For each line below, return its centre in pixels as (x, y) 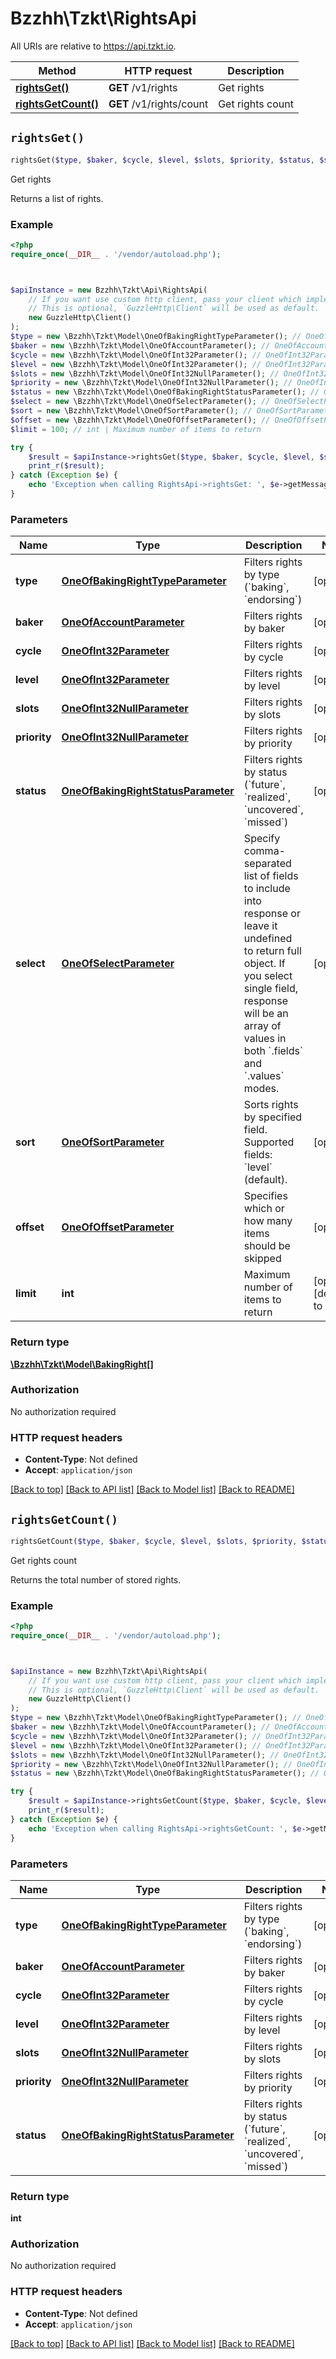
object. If (264, 964)
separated (267, 864)
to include (267, 889)
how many (268, 1221)
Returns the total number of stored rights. (96, 1579)
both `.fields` (273, 1051)
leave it (260, 926)
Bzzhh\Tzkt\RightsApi (103, 18)
